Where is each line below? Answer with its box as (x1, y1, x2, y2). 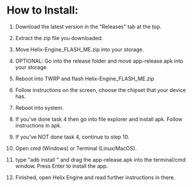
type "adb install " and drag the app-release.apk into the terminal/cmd (15, 156, 186, 163)
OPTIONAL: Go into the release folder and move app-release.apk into (15, 57, 184, 64)
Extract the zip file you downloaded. (15, 34, 103, 41)
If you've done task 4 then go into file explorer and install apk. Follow (15, 116, 183, 123)
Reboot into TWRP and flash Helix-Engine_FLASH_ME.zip (15, 75, 155, 82)
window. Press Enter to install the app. (15, 162, 108, 169)
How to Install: (6, 4, 79, 17)
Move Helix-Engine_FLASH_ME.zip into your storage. (15, 45, 144, 53)
